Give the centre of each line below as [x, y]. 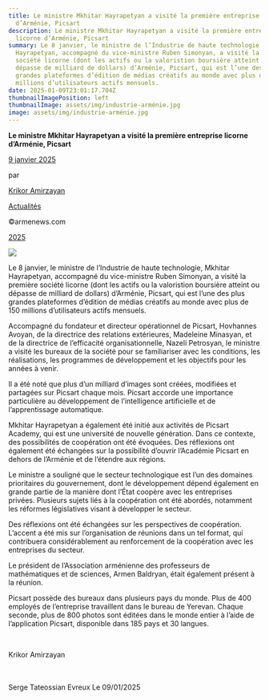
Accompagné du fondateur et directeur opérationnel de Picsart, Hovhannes [133, 326]
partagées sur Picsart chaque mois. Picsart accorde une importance [121, 392]
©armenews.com [37, 222]
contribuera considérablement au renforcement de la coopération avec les [131, 541]
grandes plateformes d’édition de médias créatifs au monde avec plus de [128, 302]
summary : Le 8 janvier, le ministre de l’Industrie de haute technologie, [136, 46]
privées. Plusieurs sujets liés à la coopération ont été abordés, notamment [130, 500]
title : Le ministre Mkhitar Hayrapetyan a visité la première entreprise [134, 16]
